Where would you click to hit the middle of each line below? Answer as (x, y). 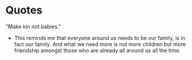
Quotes (24, 10)
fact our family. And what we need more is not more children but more (100, 44)
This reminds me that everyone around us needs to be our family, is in (100, 38)
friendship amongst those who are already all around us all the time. (97, 50)
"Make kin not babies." (33, 26)
